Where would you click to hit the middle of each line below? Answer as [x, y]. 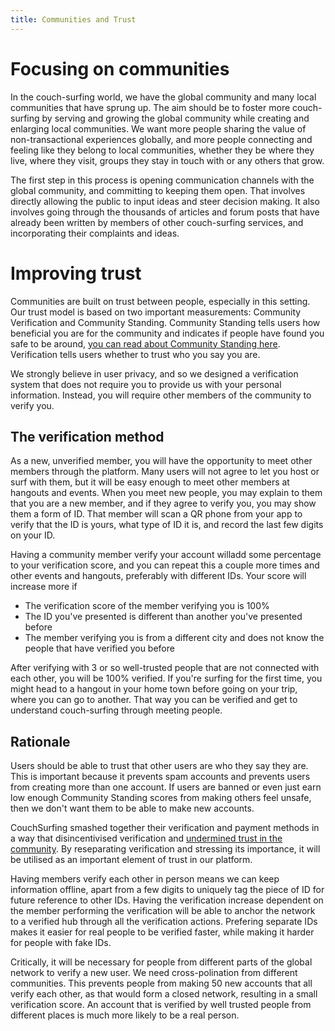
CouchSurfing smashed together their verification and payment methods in [165, 828]
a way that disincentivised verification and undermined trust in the [146, 838]
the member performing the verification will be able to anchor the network [163, 911]
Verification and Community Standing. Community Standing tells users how [165, 322]
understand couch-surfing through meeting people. [116, 710]
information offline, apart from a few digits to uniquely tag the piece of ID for [167, 890]
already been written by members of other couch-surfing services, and [157, 222]
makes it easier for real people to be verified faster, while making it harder [162, 932]
